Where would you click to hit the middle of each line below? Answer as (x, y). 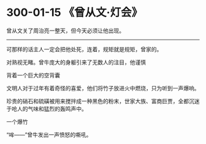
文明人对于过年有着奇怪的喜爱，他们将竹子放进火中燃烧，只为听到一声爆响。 (103, 88)
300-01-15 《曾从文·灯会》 (74, 13)
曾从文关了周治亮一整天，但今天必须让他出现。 (65, 31)
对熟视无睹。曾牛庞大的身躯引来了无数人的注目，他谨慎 (76, 62)
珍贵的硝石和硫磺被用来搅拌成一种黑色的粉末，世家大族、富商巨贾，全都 (97, 101)
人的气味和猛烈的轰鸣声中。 (52, 109)
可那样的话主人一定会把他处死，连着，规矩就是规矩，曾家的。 (84, 49)
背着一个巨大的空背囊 (33, 75)
